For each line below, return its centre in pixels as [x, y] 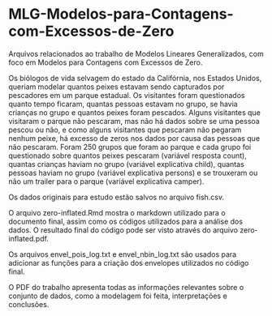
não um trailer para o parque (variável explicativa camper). [106, 181]
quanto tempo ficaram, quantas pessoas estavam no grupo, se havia [123, 104]
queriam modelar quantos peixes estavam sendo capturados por [117, 87]
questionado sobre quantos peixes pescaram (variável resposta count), [128, 156]
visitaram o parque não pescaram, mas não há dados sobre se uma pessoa [134, 121]
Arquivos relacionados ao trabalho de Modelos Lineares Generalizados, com [136, 53]
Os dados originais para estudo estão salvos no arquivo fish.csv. [117, 197]
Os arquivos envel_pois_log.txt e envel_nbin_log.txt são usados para [123, 254]
